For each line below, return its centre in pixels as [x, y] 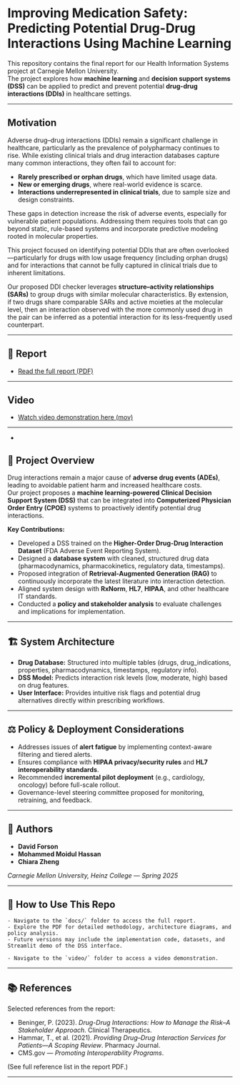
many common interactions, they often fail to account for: [92, 163]
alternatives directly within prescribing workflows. [91, 700]
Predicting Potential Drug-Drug [101, 28]
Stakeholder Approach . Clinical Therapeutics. [85, 1030]
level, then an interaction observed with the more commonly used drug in [115, 309]
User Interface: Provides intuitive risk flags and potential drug [109, 693]
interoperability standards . [58, 769]
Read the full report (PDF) [56, 371]
